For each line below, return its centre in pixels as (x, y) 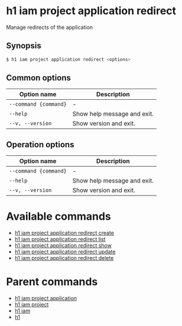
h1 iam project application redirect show (63, 246)
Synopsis (24, 46)
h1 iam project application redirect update (65, 252)
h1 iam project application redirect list (60, 239)
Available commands (58, 216)
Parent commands (52, 282)
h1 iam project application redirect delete (64, 258)
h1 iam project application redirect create (64, 233)
